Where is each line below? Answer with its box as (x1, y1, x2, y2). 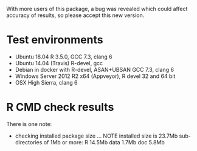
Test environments (6, 33, 103, 47)
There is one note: (6, 120, 52, 127)
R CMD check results (6, 100, 114, 114)
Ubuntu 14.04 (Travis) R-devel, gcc (15, 59, 103, 66)
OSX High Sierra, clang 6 (15, 79, 78, 86)
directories (15, 138, 43, 146)
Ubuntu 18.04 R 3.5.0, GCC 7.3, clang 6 (15, 53, 112, 60)
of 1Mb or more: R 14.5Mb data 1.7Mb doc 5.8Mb (43, 138, 165, 146)
